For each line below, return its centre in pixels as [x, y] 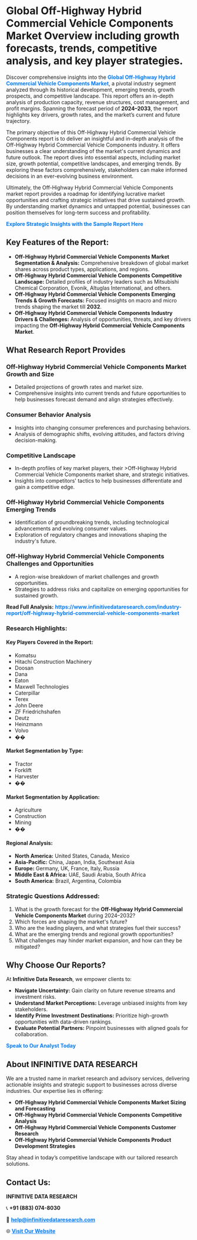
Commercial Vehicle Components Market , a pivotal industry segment [91, 83]
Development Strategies [45, 1146]
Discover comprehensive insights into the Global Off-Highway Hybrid [91, 77]
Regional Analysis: [29, 843]
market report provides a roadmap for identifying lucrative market [86, 194]
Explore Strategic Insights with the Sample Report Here [75, 224]
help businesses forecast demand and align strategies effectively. [94, 400]
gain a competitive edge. [45, 487]
